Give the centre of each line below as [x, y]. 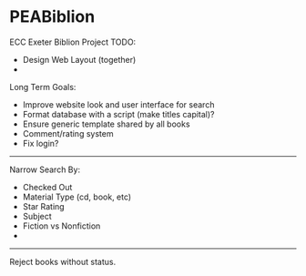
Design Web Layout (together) [79, 59]
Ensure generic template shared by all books [106, 124]
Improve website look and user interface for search [118, 104]
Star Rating [44, 206]
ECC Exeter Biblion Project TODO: [73, 42]
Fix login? [41, 143]
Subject [37, 216]
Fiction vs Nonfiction [61, 226]
